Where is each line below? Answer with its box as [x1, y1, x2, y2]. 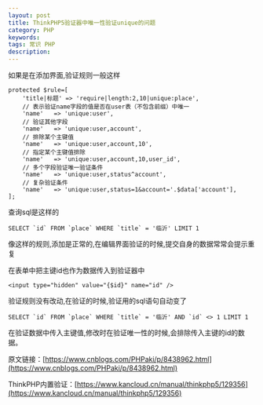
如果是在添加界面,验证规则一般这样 [8, 71, 121, 79]
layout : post [8, 11, 51, 20]
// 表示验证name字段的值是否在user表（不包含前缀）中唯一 [22, 103, 190, 111]
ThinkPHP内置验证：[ [8, 380, 78, 389]
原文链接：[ [8, 355, 46, 363]
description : [8, 48, 51, 56]
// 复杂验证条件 [22, 179, 68, 187]
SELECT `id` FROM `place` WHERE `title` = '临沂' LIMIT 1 [8, 224, 199, 232]
